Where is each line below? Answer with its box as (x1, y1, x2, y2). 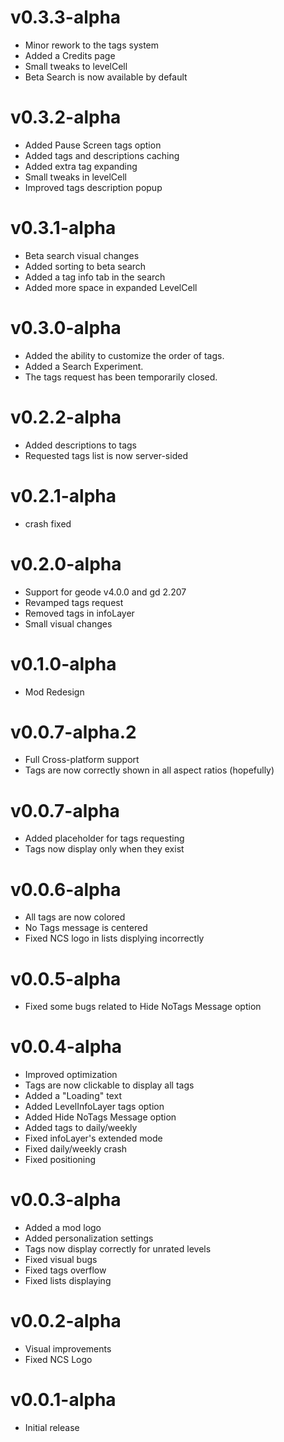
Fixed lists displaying (24, 1275, 112, 1287)
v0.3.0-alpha (10, 317, 122, 339)
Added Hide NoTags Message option (24, 1111, 177, 1123)
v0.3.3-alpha (10, 6, 122, 29)
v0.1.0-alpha (10, 652, 117, 675)
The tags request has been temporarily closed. (24, 371, 218, 383)
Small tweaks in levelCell (24, 171, 127, 183)
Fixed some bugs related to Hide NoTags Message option (24, 1001, 262, 1013)
